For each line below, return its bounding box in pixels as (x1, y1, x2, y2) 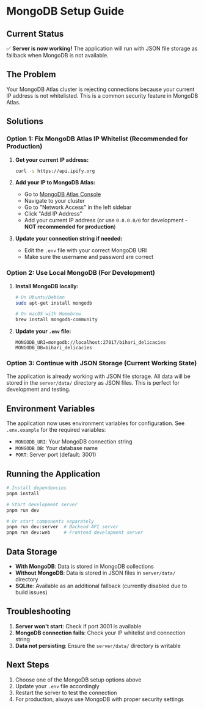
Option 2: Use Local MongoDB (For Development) (6, 269, 156, 277)
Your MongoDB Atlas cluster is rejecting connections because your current (6, 85, 195, 93)
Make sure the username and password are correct (24, 253, 154, 261)
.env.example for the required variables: (6, 426, 106, 434)
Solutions (6, 116, 44, 126)
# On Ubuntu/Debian (15, 294, 65, 300)
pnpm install (6, 490, 40, 496)
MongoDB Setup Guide (6, 4, 125, 18)
